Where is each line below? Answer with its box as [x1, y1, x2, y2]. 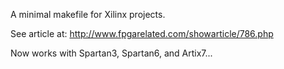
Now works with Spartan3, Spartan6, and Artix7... [10, 47, 213, 59]
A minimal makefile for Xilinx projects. [10, 9, 166, 20]
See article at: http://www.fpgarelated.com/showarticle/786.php [10, 28, 274, 39]
